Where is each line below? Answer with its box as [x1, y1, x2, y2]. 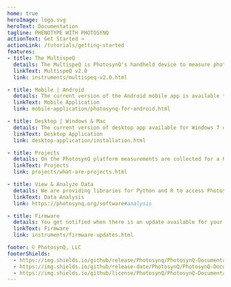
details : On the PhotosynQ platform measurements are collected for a [13, 156, 220, 163]
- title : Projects [7, 149, 60, 157]
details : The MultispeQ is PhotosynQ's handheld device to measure [13, 61, 211, 68]
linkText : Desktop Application [13, 130, 103, 137]
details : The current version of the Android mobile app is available [13, 93, 220, 100]
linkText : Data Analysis [13, 194, 85, 200]
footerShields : [7, 250, 51, 257]
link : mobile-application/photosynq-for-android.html [13, 106, 170, 113]
